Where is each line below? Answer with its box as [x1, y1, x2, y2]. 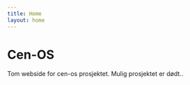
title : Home [7, 10, 42, 17]
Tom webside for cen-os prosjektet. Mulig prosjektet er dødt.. [7, 70, 184, 78]
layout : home [7, 17, 45, 24]
